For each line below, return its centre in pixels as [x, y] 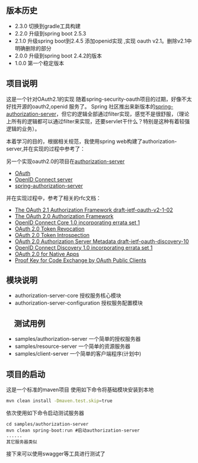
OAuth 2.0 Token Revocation [49, 229]
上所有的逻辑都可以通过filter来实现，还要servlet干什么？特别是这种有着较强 [98, 121]
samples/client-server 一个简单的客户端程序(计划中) [78, 354]
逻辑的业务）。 [23, 129]
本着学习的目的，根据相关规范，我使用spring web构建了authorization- [92, 141]
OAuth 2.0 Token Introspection [52, 235]
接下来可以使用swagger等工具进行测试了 [56, 454]
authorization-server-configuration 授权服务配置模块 [79, 303]
